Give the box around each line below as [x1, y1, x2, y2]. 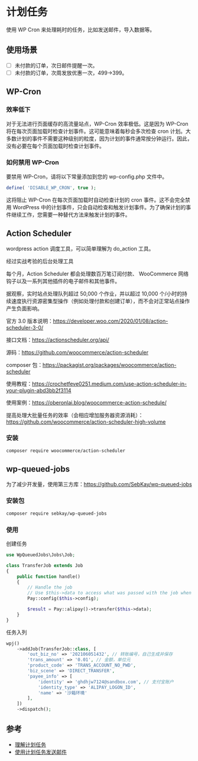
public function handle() [17, 574, 81, 580]
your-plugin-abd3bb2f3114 [6, 386, 72, 393]
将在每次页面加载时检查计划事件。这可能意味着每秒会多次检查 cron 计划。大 [6, 128, 191, 135]
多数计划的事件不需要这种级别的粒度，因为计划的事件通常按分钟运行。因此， [6, 135, 193, 142]
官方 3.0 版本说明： [6, 317, 53, 324]
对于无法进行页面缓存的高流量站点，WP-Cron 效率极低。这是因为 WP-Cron [6, 120, 189, 127]
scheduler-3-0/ [6, 324, 44, 331]
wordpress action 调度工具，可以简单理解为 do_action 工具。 [6, 245, 154, 252]
